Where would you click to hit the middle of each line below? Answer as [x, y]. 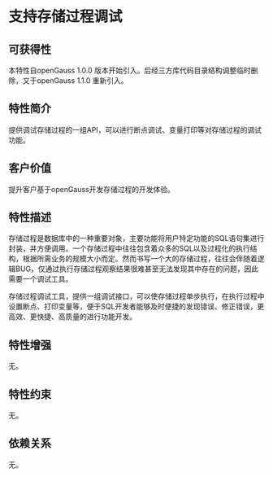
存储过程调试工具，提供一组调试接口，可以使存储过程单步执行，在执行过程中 [136, 296]
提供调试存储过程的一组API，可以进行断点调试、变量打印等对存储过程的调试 [135, 129]
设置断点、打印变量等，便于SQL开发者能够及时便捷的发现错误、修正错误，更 [136, 307]
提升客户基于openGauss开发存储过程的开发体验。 [91, 189]
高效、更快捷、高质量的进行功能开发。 [72, 317]
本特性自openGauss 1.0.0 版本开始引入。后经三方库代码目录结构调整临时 [130, 70]
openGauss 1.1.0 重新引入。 [82, 81]
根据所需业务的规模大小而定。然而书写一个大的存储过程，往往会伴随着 [140, 259]
